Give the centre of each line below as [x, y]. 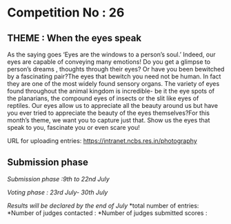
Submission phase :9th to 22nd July [59, 179]
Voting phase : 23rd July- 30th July [58, 192]
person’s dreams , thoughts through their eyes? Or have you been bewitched [116, 69]
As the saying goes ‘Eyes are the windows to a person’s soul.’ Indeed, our [111, 54]
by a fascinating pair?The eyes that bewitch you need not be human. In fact [114, 76]
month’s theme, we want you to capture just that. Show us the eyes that [109, 120]
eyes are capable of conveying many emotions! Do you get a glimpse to [109, 62]
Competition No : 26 [66, 13]
